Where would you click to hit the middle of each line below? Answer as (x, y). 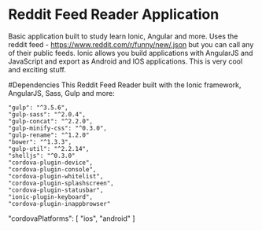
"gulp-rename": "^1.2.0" (49, 135)
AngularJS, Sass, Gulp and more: (62, 93)
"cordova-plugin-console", (52, 169)
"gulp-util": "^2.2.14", (49, 148)
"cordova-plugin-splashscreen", (61, 183)
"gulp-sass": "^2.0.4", (47, 114)
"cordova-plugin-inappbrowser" (59, 203)
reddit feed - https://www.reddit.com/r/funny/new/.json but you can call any (131, 44)
